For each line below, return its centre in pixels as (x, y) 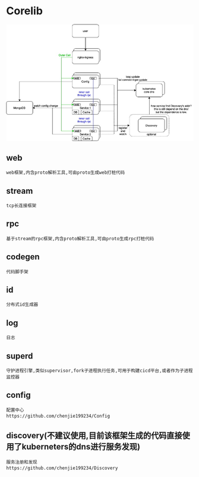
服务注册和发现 (22, 462)
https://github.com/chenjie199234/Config (58, 416)
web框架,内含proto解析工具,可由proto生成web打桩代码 (66, 173)
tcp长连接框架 (21, 206)
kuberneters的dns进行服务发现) (81, 447)
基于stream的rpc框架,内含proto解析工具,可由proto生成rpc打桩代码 (80, 238)
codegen (23, 257)
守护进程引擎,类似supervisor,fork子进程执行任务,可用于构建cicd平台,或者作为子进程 (99, 371)
